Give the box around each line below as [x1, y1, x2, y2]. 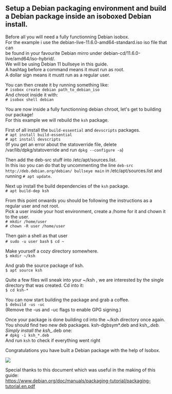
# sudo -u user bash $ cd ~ [5, 239, 64, 244]
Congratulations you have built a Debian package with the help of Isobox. [5, 347, 161, 353]
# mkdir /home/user [5, 219, 47, 224]
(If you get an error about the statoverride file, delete [5, 141, 117, 148]
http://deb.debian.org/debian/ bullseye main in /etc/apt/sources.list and [5, 168, 163, 174]
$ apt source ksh [5, 267, 43, 273]
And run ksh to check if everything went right [5, 337, 101, 343]
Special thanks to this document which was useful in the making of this [5, 366, 156, 373]
